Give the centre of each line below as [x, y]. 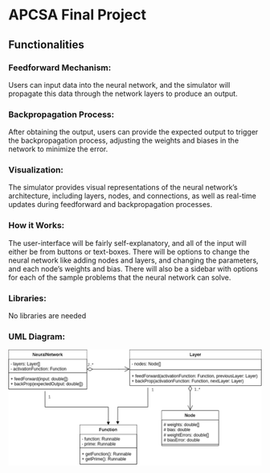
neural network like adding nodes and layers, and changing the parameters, [133, 260]
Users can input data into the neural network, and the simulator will [119, 85]
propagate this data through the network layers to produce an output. [123, 93]
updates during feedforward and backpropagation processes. [110, 205]
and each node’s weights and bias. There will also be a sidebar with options [133, 268]
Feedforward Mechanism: [60, 68]
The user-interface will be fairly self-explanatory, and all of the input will [127, 243]
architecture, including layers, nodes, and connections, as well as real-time [133, 196]
